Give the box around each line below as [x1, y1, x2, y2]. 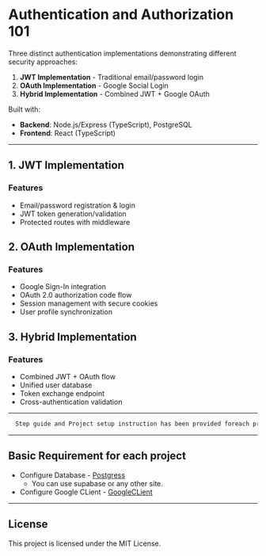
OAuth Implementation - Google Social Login [19, 81, 169, 90]
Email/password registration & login [19, 200, 136, 210]
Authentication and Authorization [8, 6, 234, 24]
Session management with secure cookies [19, 299, 158, 308]
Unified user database [19, 380, 93, 390]
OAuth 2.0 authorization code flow [19, 291, 132, 300]
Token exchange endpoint [19, 389, 105, 398]
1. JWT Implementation [8, 158, 125, 172]
